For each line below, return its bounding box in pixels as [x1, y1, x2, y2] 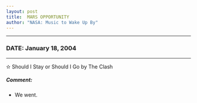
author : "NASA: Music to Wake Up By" [6, 19, 98, 25]
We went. [14, 91, 38, 98]
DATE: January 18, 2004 [6, 44, 77, 53]
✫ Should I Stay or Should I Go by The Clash [6, 63, 113, 70]
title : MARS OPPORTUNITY [6, 14, 69, 20]
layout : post [6, 8, 38, 15]
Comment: [6, 77, 33, 84]
